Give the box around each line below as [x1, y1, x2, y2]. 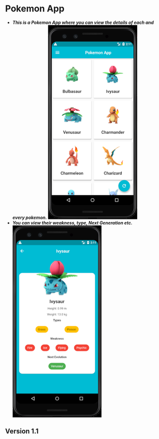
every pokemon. [12, 215, 47, 220]
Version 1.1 [5, 427, 39, 436]
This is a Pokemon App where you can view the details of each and [12, 19, 154, 25]
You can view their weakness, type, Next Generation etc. [12, 219, 133, 225]
